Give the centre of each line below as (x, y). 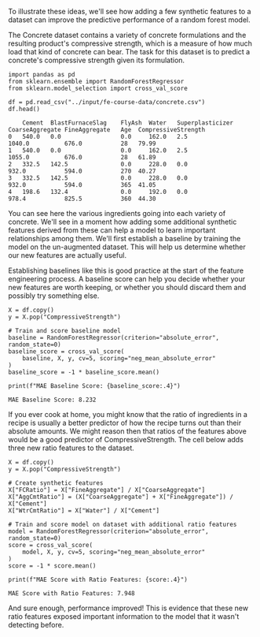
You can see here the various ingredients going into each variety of (117, 213)
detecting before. (36, 625)
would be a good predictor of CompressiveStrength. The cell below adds (126, 440)
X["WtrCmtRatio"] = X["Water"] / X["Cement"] (84, 511)
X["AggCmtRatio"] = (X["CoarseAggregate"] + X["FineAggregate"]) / (121, 497)
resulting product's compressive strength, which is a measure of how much (130, 43)
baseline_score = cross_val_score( (66, 352)
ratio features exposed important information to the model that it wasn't (124, 617)
